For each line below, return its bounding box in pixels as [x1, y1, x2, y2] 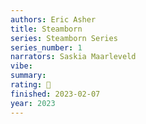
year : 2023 [10, 98, 56, 108]
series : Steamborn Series [10, 33, 118, 43]
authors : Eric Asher [10, 14, 97, 25]
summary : [10, 71, 47, 81]
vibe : [10, 61, 33, 71]
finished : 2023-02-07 [10, 89, 101, 99]
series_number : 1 [10, 42, 83, 53]
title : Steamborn [10, 24, 83, 34]
